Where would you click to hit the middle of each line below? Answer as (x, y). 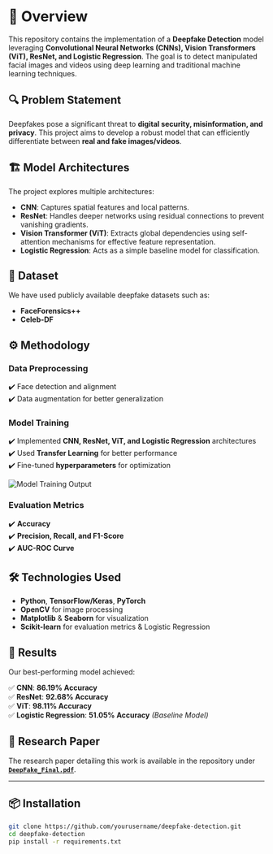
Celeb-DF (37, 319)
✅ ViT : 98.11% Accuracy (50, 706)
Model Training (39, 423)
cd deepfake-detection (47, 834)
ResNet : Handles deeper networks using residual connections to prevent (142, 215)
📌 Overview (48, 17)
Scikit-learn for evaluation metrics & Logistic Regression (115, 627)
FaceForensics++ (50, 311)
